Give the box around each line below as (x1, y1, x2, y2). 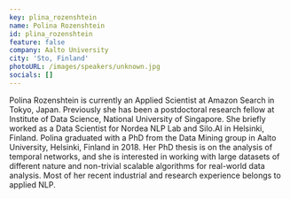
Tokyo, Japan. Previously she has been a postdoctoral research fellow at (9, 103, 275, 115)
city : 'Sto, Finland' (9, 54, 90, 63)
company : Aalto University (9, 46, 109, 55)
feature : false (9, 37, 66, 47)
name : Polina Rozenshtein (9, 21, 105, 30)
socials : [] (9, 71, 53, 80)
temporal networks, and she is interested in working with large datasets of (9, 151, 280, 162)
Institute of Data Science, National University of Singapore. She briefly (9, 113, 266, 124)
